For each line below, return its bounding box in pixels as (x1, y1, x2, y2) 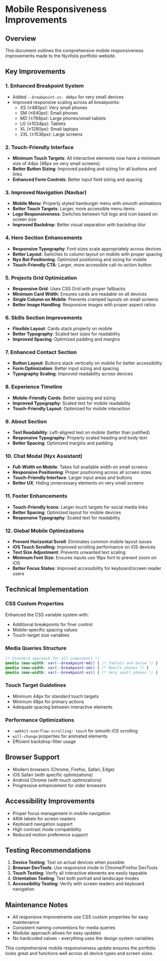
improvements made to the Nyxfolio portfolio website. (5, 53, 116, 59)
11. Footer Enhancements (5, 493, 68, 500)
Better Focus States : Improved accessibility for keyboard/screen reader (12, 565, 161, 571)
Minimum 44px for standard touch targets (12, 693, 99, 699)
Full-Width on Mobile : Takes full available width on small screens (12, 464, 148, 470)
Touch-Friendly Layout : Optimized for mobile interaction (12, 405, 130, 411)
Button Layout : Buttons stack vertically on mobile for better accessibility (12, 360, 162, 366)
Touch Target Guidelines (5, 682, 66, 689)
